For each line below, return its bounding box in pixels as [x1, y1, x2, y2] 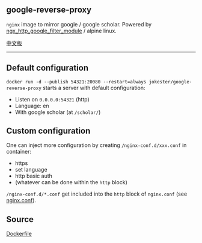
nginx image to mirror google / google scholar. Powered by [6, 20, 152, 28]
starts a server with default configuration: [43, 84, 145, 91]
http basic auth [14, 172, 53, 179]
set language [14, 166, 47, 173]
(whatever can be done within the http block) [14, 179, 128, 186]
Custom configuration [6, 126, 91, 136]
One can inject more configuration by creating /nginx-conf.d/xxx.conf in [6, 142, 187, 149]
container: [6, 148, 32, 155]
